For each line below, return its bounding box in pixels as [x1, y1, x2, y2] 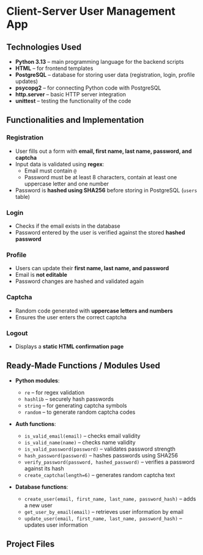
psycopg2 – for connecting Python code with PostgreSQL [15, 84, 161, 91]
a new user [24, 502, 53, 509]
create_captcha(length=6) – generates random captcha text [24, 471, 175, 478]
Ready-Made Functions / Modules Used [6, 360, 160, 371]
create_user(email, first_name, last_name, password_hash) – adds [24, 495, 196, 502]
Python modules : [15, 376, 60, 384]
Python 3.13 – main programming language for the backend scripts [15, 58, 185, 65]
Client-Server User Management [6, 4, 175, 18]
